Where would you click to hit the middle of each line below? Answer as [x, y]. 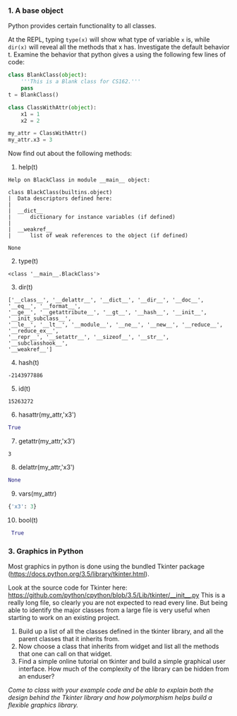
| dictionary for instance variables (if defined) [92, 217]
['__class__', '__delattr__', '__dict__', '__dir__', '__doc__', [106, 300]
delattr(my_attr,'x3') [46, 467]
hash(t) [29, 363]
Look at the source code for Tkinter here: [68, 587]
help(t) [28, 167]
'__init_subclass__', [40, 319]
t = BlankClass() [34, 95]
